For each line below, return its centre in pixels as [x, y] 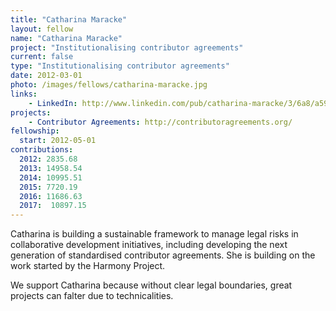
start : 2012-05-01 [58, 141]
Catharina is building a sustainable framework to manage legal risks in [154, 234]
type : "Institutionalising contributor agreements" [120, 66]
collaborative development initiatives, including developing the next [149, 245]
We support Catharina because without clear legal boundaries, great [151, 285]
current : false [42, 57]
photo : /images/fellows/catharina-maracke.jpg [109, 85]
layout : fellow [42, 29]
